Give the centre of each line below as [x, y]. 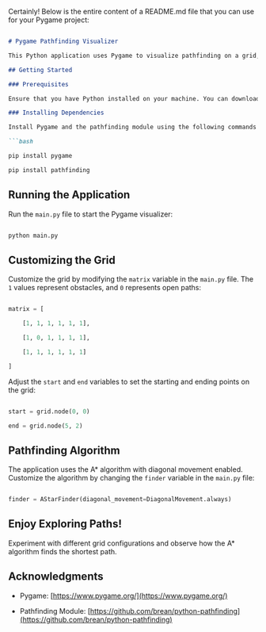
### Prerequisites [38, 84]
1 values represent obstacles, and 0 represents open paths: [105, 288]
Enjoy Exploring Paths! [65, 524]
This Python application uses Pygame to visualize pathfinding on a [123, 56]
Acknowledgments [56, 577]
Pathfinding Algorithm [64, 450]
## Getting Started [40, 70]
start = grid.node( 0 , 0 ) [49, 412]
